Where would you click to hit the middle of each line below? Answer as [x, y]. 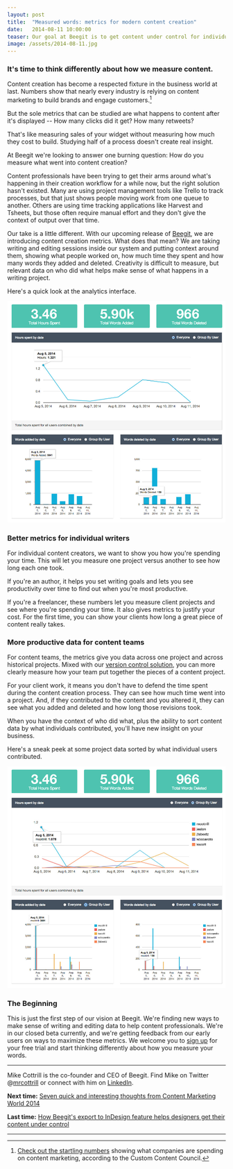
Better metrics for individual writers [69, 538]
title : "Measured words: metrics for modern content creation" [102, 22]
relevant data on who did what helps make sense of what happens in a [108, 271]
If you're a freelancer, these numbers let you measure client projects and [111, 602]
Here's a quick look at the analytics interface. [72, 291]
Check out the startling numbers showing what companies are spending [120, 1151]
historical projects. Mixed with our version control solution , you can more [111, 665]
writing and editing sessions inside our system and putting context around [113, 248]
